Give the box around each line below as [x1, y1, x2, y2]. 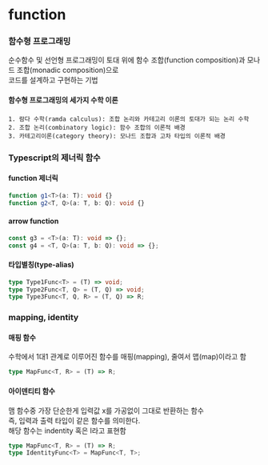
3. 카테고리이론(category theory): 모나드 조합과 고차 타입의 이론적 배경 [8, 132, 226, 140]
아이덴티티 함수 [8, 386, 56, 395]
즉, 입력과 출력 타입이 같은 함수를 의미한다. [8, 415, 141, 425]
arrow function [8, 216, 59, 226]
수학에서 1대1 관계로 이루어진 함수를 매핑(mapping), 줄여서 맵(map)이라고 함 [8, 352, 246, 362]
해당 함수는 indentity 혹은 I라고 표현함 [8, 426, 126, 435]
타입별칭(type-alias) [8, 260, 74, 270]
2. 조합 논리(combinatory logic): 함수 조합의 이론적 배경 [8, 123, 186, 131]
